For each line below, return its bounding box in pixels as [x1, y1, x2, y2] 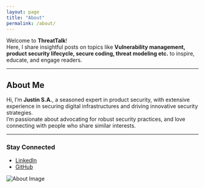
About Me [6, 80, 45, 90]
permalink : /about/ [6, 20, 56, 26]
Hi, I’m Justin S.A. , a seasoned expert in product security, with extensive [6, 96, 190, 104]
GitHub [15, 163, 34, 171]
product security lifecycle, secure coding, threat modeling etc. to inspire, [6, 50, 195, 57]
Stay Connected [6, 143, 56, 151]
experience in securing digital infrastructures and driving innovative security [6, 103, 198, 110]
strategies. [6, 109, 34, 117]
